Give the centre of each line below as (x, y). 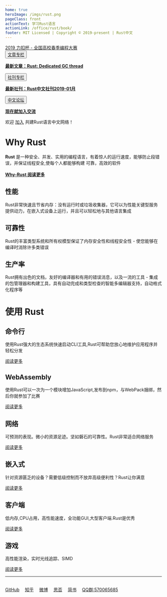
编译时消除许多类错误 (27, 247)
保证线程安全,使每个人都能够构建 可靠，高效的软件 (69, 163)
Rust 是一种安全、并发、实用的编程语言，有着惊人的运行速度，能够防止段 (80, 157)
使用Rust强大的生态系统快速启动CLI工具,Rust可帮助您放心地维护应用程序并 (82, 344)
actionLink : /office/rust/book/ (39, 28)
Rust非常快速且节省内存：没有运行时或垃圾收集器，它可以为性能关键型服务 (82, 204)
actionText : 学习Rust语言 (31, 24)
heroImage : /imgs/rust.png (33, 14)
